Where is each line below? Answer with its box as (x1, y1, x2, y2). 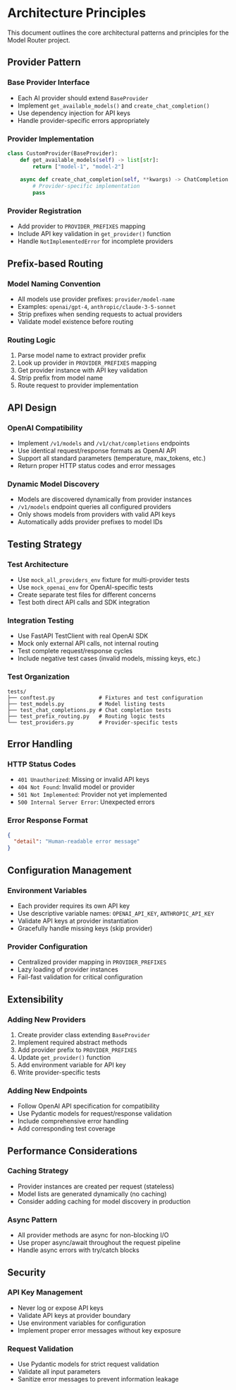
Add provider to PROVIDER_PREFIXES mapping (17, 222, 146, 230)
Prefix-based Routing (7, 257, 104, 269)
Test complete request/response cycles (17, 647, 132, 655)
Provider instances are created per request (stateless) (17, 1182, 175, 1191)
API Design (7, 402, 57, 414)
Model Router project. (7, 35, 70, 44)
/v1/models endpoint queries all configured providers (17, 503, 171, 511)
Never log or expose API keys (17, 1303, 104, 1312)
